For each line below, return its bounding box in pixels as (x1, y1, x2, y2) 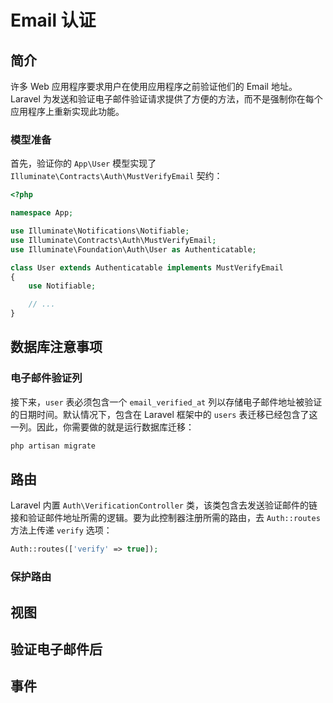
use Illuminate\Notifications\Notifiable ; (10, 226, 190, 236)
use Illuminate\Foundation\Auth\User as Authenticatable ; (10, 244, 257, 255)
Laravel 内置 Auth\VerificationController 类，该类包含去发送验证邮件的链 (10, 499, 318, 511)
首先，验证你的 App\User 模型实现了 (10, 157, 157, 170)
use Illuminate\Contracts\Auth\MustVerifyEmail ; (10, 235, 217, 245)
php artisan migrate (10, 441, 97, 451)
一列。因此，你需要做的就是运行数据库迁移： (10, 421, 195, 433)
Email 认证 (10, 9, 97, 32)
